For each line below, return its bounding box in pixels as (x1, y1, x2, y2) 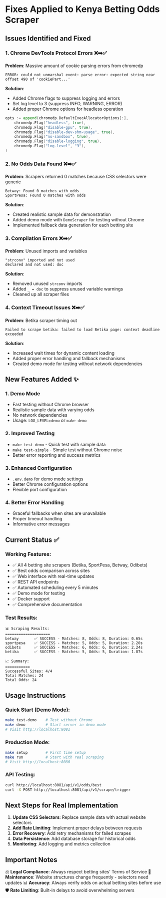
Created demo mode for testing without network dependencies (12, 361, 142, 367)
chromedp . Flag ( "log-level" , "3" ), (14, 144, 86, 149)
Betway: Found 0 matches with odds (5, 189, 79, 194)
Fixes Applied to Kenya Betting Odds (5, 4, 160, 15)
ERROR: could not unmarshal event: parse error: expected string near (5, 72, 155, 77)
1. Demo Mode (5, 390, 40, 397)
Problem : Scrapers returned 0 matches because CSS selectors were (5, 174, 146, 180)
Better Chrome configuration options (12, 481, 88, 487)
